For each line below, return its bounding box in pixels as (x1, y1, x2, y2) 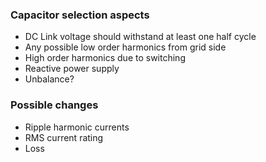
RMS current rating (24, 131, 104, 143)
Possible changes (10, 98, 99, 112)
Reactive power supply (24, 63, 120, 75)
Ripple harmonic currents (24, 121, 130, 133)
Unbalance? (24, 73, 75, 85)
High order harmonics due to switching (24, 52, 186, 64)
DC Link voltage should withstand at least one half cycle (24, 31, 257, 43)
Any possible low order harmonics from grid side (24, 41, 227, 53)
